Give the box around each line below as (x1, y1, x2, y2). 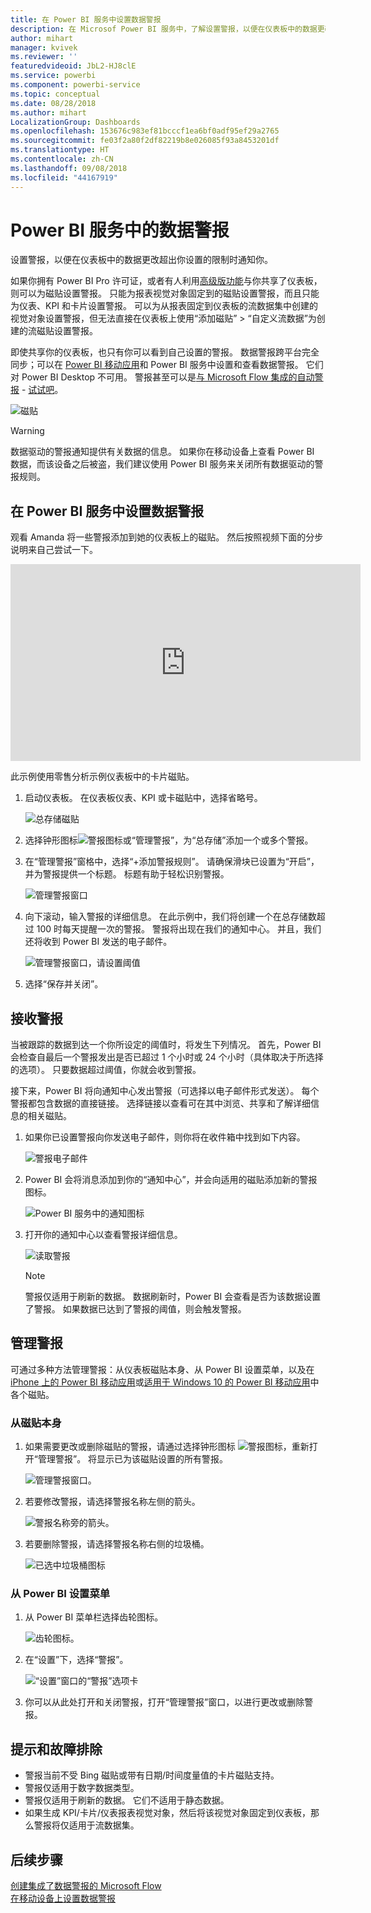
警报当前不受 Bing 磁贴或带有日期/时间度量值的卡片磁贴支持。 (24, 1769, 280, 1781)
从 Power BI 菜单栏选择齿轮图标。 (24, 1611, 164, 1623)
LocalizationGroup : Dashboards (10, 117, 141, 127)
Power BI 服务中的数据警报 (10, 219, 230, 241)
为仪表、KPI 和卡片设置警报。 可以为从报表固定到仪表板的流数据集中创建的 (10, 300, 318, 312)
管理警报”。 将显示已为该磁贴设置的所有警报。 (37, 1453, 229, 1465)
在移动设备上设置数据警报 (10, 1892, 116, 1905)
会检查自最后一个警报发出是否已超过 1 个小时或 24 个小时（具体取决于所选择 (10, 1051, 324, 1063)
